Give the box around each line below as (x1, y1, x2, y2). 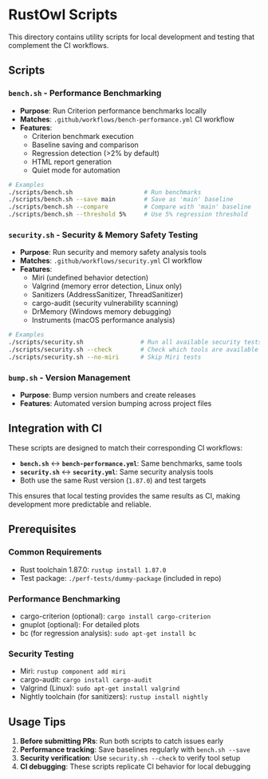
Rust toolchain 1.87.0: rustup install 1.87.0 (19, 565, 167, 574)
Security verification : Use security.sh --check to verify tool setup (19, 753, 241, 762)
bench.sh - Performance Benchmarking (8, 88, 162, 99)
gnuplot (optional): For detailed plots (19, 619, 140, 629)
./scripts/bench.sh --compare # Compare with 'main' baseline (8, 203, 251, 211)
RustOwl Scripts (8, 6, 118, 24)
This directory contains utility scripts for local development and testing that (8, 32, 255, 42)
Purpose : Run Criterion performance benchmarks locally (19, 105, 207, 115)
